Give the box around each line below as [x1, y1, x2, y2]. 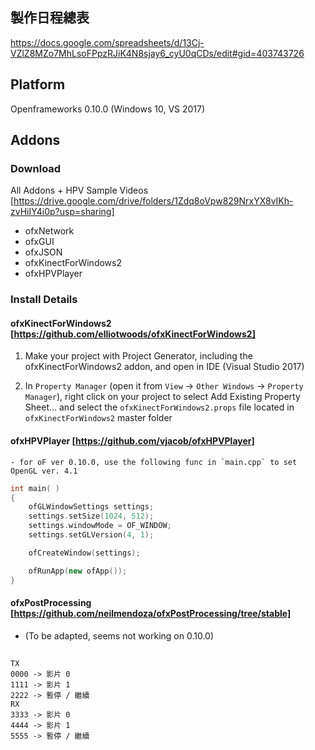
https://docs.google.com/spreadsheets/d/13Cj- [10, 36, 205, 48]
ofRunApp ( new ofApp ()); [28, 566, 128, 576]
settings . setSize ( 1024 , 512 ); [28, 511, 155, 522]
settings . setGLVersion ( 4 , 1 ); [28, 530, 155, 540]
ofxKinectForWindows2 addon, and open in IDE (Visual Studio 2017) [24, 361, 305, 373]
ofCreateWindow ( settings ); [28, 548, 141, 558]
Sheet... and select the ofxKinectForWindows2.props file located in [24, 401, 295, 413]
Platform [10, 76, 66, 93]
